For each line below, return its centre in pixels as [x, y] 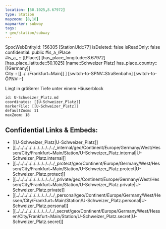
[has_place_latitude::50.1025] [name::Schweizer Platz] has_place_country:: [81, 63]
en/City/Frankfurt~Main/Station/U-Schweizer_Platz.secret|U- [75, 216]
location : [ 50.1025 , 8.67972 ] [35, 10]
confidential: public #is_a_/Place [38, 52]
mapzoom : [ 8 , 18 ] [22, 19]
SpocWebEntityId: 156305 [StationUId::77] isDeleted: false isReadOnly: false [83, 47]
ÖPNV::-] [14, 79]
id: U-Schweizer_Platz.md [32, 98]
